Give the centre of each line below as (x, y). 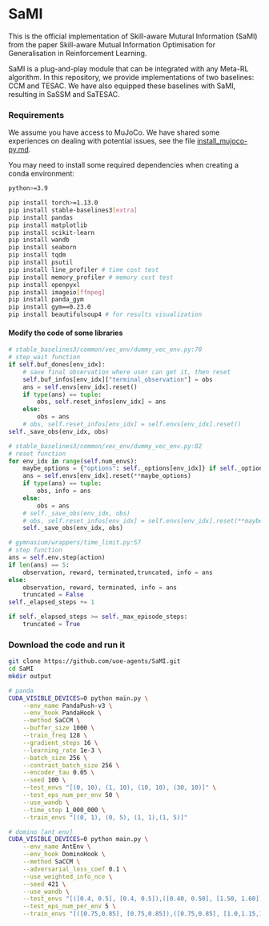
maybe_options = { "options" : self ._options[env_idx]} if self (128, 469)
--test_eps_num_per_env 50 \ (71, 795)
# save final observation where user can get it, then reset (126, 372)
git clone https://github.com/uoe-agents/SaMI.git (94, 661)
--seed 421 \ (44, 884)
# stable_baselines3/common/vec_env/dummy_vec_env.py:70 (105, 350)
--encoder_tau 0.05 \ (58, 773)
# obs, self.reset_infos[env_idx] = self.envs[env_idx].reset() (132, 425)
